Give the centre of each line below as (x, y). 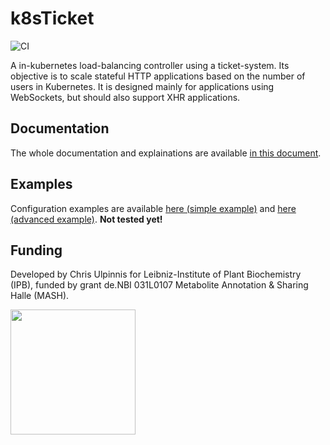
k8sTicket (52, 18)
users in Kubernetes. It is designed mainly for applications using (142, 86)
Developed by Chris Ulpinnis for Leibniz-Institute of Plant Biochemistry (156, 274)
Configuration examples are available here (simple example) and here (153, 208)
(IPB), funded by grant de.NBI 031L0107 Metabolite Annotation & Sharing (159, 285)
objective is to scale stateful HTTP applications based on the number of (158, 76)
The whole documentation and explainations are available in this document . (166, 153)
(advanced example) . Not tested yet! (86, 219)
